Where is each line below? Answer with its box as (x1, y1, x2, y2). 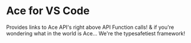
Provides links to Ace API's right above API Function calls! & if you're (6, 24, 174, 31)
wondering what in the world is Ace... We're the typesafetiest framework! (6, 29, 186, 37)
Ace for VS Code (6, 4, 90, 18)
